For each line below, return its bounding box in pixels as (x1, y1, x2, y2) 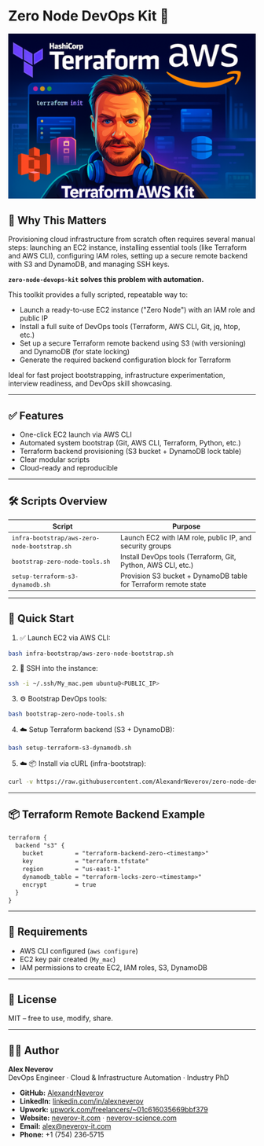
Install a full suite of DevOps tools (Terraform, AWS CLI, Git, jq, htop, (19, 322, 241, 331)
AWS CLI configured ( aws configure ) (19, 946, 139, 955)
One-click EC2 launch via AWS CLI (19, 430, 132, 439)
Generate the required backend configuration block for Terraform (19, 355, 232, 364)
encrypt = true (22, 881, 97, 888)
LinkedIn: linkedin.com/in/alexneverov (19, 1097, 144, 1106)
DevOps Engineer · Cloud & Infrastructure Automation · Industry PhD (8, 1073, 229, 1082)
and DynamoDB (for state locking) (19, 347, 130, 357)
